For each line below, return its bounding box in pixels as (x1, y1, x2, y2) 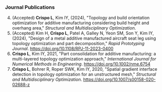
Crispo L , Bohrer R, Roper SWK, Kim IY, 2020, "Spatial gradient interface (12, 66, 158, 72)
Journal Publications (5, 4, 55, 11)
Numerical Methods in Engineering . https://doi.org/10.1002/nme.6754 (12, 61, 151, 67)
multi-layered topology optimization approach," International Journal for (12, 56, 157, 62)
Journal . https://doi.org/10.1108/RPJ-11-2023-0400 (12, 46, 114, 52)
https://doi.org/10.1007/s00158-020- (83, 77, 156, 82)
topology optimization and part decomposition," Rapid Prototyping (12, 41, 145, 46)
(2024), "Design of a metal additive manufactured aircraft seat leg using (12, 35, 156, 41)
